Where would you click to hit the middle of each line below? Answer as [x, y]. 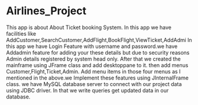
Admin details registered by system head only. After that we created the [94, 59]
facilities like [21, 33]
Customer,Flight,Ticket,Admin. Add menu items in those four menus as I [93, 71]
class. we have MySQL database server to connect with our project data [94, 84]
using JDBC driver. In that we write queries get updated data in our [87, 90]
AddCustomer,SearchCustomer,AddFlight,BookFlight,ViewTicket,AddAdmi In [99, 40]
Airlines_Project [46, 11]
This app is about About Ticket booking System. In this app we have [89, 27]
